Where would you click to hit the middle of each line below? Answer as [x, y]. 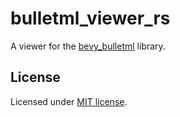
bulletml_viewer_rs [90, 18]
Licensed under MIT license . [69, 101]
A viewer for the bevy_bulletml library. [88, 46]
